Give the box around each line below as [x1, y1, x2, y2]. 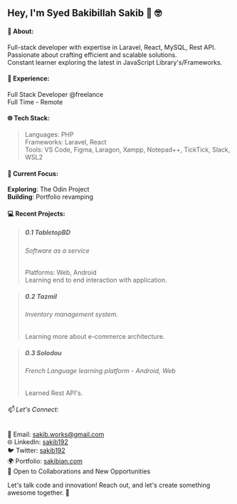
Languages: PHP [24, 130, 74, 139]
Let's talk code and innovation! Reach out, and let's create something [7, 481, 211, 489]
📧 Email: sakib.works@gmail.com [7, 430, 105, 439]
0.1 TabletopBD [24, 229, 71, 237]
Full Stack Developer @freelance [7, 90, 104, 98]
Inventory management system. [24, 310, 119, 319]
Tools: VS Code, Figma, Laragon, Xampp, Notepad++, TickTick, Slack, [24, 145, 231, 154]
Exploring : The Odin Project [7, 185, 90, 194]
